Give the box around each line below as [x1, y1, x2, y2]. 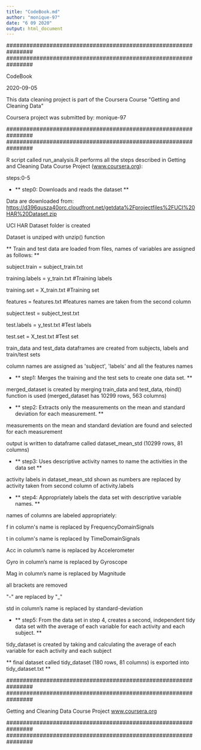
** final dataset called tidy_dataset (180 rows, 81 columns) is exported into [6, 659, 190, 666]
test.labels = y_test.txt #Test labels [6, 322, 92, 329]
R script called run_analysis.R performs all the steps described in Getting [6, 157, 186, 164]
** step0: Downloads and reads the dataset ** [14, 186, 129, 193]
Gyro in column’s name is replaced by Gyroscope [6, 559, 128, 566]
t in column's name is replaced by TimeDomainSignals [6, 535, 140, 542]
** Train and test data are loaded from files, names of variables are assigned [6, 245, 196, 253]
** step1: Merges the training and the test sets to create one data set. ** [14, 374, 193, 382]
